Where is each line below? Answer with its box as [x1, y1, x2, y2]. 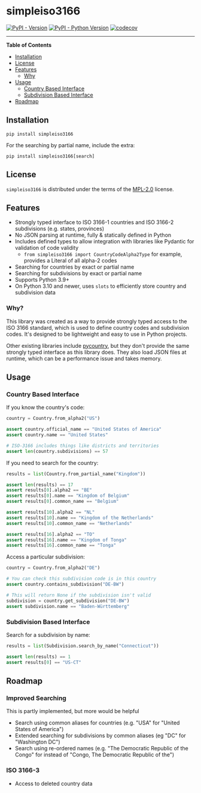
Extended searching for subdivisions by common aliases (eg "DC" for [14, 732, 187, 740]
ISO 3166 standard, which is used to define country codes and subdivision [6, 324, 190, 331]
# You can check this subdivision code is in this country [6, 576, 157, 582]
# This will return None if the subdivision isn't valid [6, 592, 151, 598]
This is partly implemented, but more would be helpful [6, 708, 139, 715]
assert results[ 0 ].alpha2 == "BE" [6, 487, 93, 493]
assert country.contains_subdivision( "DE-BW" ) [6, 582, 124, 588]
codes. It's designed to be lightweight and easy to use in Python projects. [6, 330, 187, 338]
